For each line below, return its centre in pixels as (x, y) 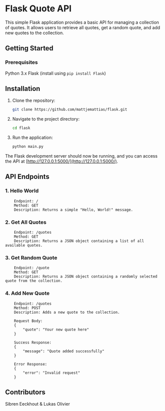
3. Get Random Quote (31, 257)
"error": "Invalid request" (51, 373)
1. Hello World (22, 191)
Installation (23, 89)
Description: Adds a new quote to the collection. (67, 312)
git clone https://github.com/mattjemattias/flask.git (70, 110)
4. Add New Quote (27, 293)
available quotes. (24, 246)
